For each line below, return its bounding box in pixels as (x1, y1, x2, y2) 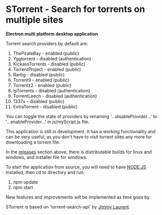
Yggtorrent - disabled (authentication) (13, 55, 92, 61)
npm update (13, 179, 38, 185)
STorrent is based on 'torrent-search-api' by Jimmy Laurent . (6, 203, 130, 209)
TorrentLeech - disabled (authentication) (13, 93, 97, 99)
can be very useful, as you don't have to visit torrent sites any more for (6, 134, 152, 140)
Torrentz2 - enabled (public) (13, 82, 72, 88)
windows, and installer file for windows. (6, 154, 88, 160)
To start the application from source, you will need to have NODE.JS (6, 164, 146, 170)
